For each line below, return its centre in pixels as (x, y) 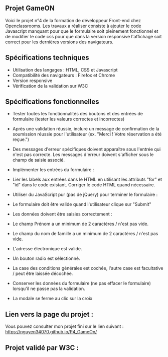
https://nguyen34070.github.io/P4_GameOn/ (51, 332)
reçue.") (21, 139)
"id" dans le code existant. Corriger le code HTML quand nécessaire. (84, 185)
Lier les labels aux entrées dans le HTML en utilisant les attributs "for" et (87, 180)
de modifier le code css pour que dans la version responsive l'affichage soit (83, 36)
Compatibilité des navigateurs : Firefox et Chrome (64, 75)
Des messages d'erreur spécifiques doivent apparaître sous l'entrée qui (87, 149)
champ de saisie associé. (39, 160)
